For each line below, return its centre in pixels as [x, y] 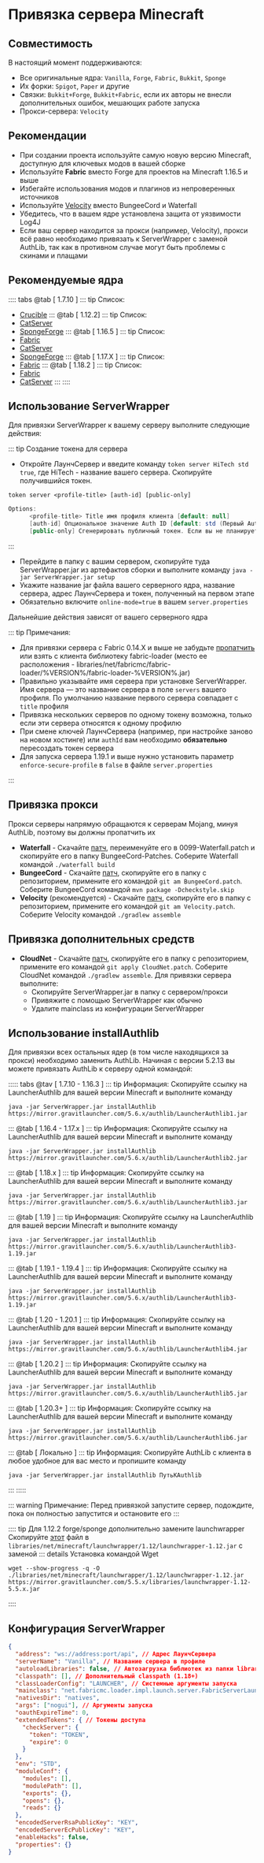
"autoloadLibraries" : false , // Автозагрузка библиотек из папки [125, 1668]
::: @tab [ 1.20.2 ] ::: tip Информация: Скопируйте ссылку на [107, 1364]
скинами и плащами [53, 255]
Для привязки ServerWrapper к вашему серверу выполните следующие [129, 425]
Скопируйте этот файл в [49, 1538]
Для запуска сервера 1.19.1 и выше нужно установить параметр [126, 756]
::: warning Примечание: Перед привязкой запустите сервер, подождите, [131, 1505]
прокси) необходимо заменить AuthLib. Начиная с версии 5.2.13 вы [122, 1061]
